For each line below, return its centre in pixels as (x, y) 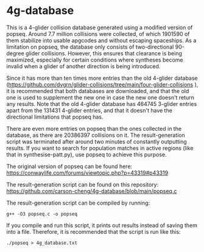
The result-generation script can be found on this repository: (83, 184)
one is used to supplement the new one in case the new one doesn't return (100, 97)
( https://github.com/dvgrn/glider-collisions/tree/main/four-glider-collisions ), (102, 84)
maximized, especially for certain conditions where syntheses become (95, 60)
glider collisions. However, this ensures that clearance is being (104, 53)
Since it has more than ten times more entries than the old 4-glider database (102, 78)
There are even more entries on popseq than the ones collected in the (94, 128)
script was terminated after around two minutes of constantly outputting (97, 141)
